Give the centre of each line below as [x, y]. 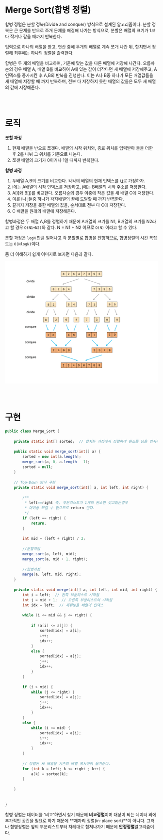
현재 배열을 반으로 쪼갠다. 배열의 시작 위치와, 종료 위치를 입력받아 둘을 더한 [82, 148]
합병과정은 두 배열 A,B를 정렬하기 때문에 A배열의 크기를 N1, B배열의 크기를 [75, 221]
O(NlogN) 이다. [27, 243]
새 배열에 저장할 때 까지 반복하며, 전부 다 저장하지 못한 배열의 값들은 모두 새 [76, 81]
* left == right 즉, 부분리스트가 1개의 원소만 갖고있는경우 [76, 503]
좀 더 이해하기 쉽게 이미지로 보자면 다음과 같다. [49, 254]
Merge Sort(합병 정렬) [48, 10]
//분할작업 [31, 549]
